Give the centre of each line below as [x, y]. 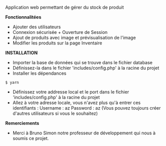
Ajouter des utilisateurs [37, 27]
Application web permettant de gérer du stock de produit [65, 7]
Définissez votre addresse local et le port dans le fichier [71, 92]
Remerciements [22, 123]
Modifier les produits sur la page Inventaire [57, 43]
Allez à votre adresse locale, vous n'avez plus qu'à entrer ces [76, 103]
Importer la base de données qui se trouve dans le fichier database [82, 62]
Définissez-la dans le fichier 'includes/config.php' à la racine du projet [86, 68]
